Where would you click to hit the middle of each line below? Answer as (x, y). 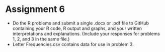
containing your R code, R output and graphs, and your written (77, 28)
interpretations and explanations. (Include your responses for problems (86, 33)
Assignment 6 (35, 9)
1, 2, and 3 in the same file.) (41, 39)
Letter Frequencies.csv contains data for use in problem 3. (73, 44)
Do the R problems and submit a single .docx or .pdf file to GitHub (81, 23)
